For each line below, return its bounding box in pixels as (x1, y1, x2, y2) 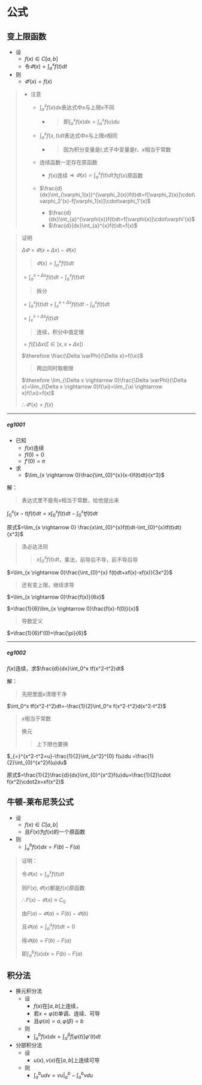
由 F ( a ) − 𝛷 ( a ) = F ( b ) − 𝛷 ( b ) (21, 910, 89, 917)
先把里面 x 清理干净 (21, 690, 67, 697)
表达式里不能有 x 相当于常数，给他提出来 (21, 497, 119, 504)
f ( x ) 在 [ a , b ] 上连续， (33, 1003, 82, 1010)
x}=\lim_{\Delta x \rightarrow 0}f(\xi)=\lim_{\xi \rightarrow (21, 383, 162, 390)
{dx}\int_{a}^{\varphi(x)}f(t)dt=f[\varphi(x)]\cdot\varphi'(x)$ (48, 216, 195, 223)
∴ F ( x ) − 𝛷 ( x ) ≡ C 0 (21, 896, 66, 905)
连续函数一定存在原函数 (39, 158, 98, 166)
